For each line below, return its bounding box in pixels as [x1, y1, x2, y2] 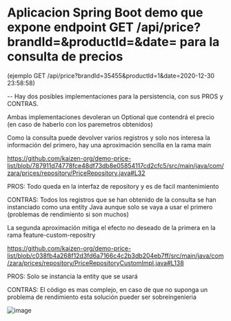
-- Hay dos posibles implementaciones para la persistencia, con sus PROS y [7, 92, 223, 101]
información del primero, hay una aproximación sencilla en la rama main [7, 141, 212, 149]
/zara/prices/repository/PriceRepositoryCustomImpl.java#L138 [7, 258, 184, 267]
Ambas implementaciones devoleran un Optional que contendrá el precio [7, 112, 215, 121]
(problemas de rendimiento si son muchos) [7, 210, 130, 218]
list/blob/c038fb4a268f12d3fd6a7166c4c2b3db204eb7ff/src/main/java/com [7, 251, 224, 260]
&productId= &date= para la [61, 34, 220, 50]
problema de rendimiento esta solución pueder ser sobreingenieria [7, 293, 197, 301]
